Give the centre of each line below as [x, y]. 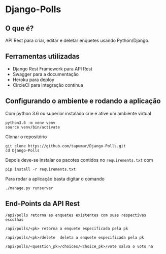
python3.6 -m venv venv [30, 123]
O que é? [20, 28]
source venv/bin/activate [32, 127]
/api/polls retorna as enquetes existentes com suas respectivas [76, 215]
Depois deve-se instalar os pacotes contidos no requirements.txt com [79, 160]
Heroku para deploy [34, 80]
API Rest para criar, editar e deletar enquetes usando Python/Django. [77, 40]
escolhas [14, 220]
